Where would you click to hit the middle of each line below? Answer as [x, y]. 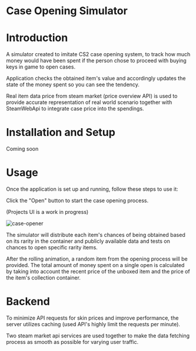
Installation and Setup [61, 133]
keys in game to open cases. [41, 67]
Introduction [37, 38]
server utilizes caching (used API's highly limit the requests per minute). [93, 324]
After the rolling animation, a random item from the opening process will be [97, 259]
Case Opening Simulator [67, 11]
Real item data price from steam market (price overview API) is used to [92, 96]
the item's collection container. [44, 278]
